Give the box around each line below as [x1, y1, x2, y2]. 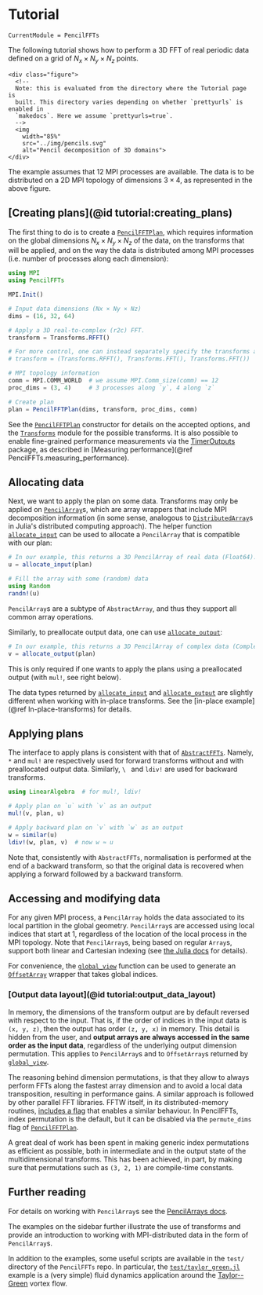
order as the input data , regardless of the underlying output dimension [8, 1041, 237, 1050]
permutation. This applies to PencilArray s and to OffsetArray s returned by [8, 1048, 249, 1058]
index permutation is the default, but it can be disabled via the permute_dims [8, 1114, 252, 1124]
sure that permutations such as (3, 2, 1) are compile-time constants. [8, 1162, 235, 1172]
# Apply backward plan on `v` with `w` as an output [8, 823, 184, 832]
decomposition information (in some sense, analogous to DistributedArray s [8, 513, 254, 523]
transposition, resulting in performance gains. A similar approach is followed [8, 1089, 254, 1099]
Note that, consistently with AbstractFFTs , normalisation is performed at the [8, 852, 252, 862]
